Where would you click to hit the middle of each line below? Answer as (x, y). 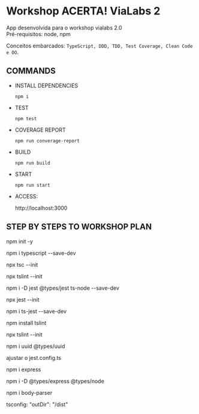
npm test (26, 118)
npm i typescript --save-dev (41, 253)
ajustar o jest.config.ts (34, 358)
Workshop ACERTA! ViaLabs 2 (83, 11)
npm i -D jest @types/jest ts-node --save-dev (63, 288)
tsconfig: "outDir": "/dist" (37, 404)
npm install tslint (26, 323)
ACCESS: (26, 196)
